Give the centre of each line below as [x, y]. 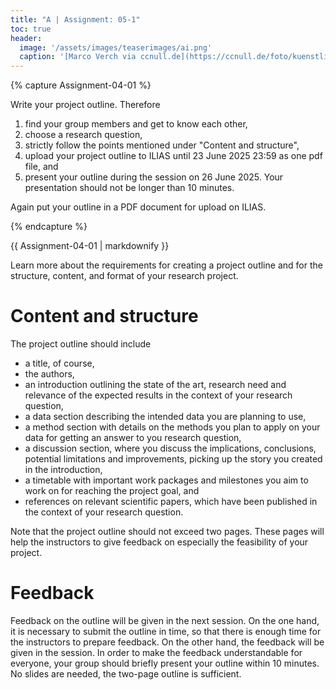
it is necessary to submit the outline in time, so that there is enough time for [166, 631]
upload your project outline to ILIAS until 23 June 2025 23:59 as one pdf [173, 156]
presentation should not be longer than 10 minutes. [129, 188]
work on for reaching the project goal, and [112, 491]
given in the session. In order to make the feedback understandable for [156, 652]
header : [26, 38]
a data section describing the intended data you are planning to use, [165, 417]
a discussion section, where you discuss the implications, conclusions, [170, 448]
